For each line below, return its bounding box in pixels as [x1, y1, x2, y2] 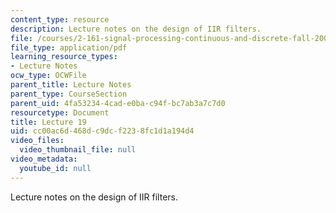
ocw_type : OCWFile [10, 71, 87, 81]
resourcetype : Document [10, 107, 110, 118]
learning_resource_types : [10, 52, 118, 62]
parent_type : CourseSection [10, 89, 128, 99]
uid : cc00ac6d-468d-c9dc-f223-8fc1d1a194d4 [10, 126, 195, 136]
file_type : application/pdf [10, 42, 128, 53]
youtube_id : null [19, 163, 92, 173]
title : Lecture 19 [10, 117, 87, 127]
